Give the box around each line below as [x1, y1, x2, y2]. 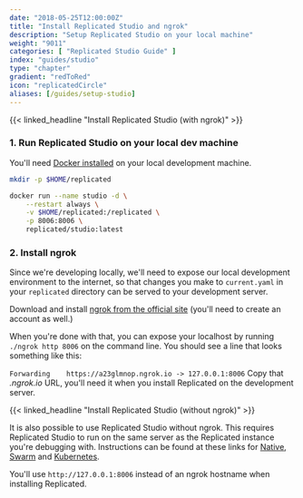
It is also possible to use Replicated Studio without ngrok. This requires [9, 423, 275, 434]
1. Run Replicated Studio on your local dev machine [9, 137, 239, 150]
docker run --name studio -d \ [9, 191, 128, 200]
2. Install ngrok [9, 246, 77, 259]
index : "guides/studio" [9, 55, 100, 64]
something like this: [9, 350, 83, 361]
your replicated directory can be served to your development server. [9, 287, 269, 298]
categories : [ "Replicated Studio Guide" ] [9, 47, 177, 56]
